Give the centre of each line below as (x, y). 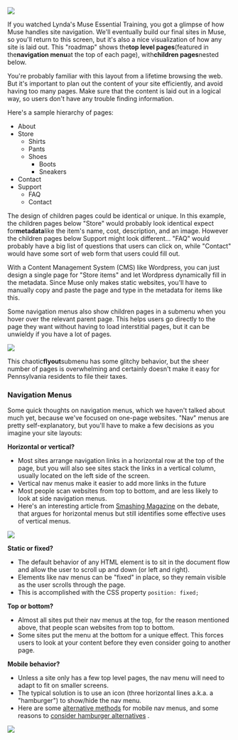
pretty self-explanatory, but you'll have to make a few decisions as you (111, 426)
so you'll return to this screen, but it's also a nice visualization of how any (115, 40)
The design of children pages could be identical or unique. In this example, (117, 216)
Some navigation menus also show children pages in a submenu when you (117, 311)
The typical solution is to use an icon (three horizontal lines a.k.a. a (115, 693)
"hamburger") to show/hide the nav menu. (80, 701)
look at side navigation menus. (63, 499)
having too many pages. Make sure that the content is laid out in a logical (114, 91)
